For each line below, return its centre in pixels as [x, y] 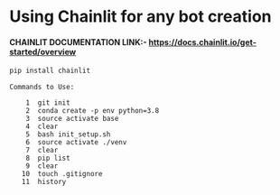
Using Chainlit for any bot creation [140, 17]
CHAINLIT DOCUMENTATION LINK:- [78, 42]
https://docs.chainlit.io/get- [203, 42]
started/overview [43, 51]
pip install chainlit [50, 71]
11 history [44, 182]
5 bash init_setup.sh [68, 135]
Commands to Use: [42, 88]
